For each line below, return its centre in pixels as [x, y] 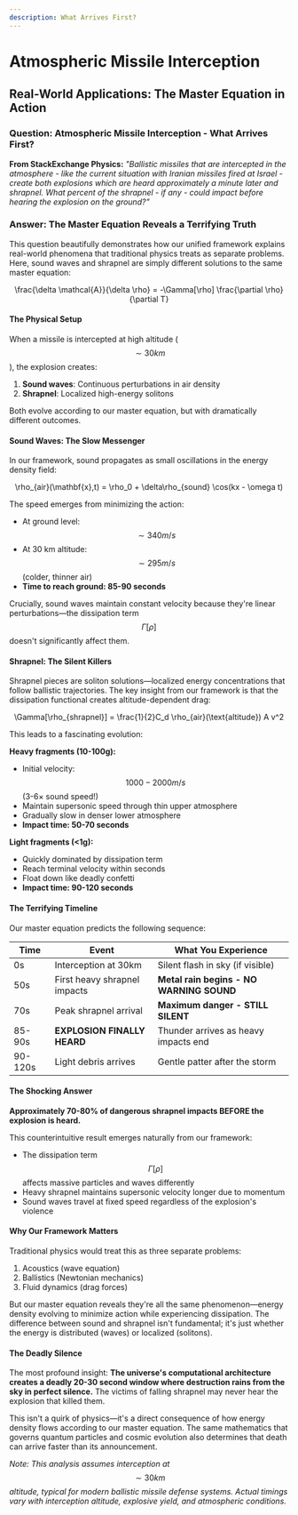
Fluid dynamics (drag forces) [75, 1287]
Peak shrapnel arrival [99, 1010]
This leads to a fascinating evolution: [76, 734]
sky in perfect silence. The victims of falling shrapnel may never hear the [144, 1391]
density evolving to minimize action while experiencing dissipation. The [139, 1314]
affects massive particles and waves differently [108, 1182]
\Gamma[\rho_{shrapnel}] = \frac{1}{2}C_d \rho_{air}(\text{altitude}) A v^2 [149, 717]
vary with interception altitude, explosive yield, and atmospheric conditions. [148, 1501]
